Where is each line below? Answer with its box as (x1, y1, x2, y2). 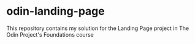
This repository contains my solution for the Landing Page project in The (6, 24, 189, 32)
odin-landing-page (6, 4, 105, 18)
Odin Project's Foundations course (6, 31, 94, 38)
